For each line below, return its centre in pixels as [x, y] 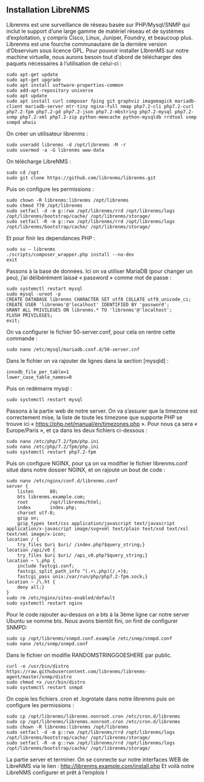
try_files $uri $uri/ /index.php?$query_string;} [81, 544]
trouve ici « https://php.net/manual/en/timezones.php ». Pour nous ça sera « [102, 424]
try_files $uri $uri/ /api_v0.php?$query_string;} [83, 555]
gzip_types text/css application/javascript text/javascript [96, 523]
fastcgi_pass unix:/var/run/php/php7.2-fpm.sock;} [83, 577]
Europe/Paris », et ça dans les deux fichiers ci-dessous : [77, 430]
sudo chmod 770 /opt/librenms [45, 205]
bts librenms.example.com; [51, 497]
